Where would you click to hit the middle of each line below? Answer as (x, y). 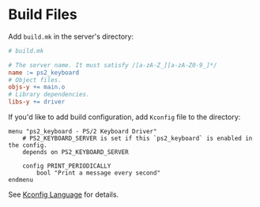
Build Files (43, 15)
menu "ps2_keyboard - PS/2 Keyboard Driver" (83, 132)
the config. (28, 145)
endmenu (21, 180)
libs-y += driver (37, 102)
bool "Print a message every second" (98, 173)
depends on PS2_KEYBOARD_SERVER (75, 152)
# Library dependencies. (49, 95)
